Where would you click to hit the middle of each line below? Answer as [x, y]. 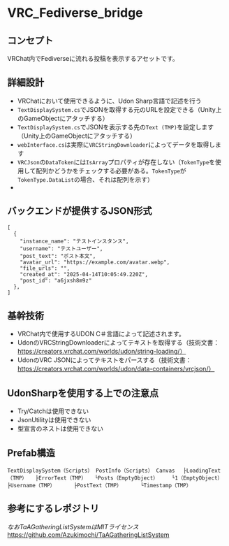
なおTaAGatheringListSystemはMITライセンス [73, 526]
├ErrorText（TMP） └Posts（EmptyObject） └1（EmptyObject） [129, 478]
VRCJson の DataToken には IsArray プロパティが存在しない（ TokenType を [116, 161]
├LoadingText [202, 471]
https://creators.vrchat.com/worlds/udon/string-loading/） [102, 352]
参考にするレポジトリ [53, 509]
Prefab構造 [31, 453]
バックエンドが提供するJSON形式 [80, 211]
